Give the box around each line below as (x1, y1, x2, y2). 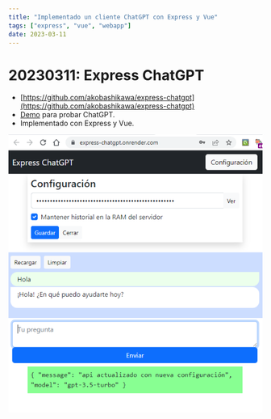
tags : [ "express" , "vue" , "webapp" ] (8, 21, 131, 30)
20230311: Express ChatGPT (8, 66, 205, 84)
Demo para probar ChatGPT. (19, 110, 115, 120)
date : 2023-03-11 (8, 30, 67, 38)
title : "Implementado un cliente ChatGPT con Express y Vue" (8, 13, 219, 21)
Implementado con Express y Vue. (19, 118, 135, 129)
